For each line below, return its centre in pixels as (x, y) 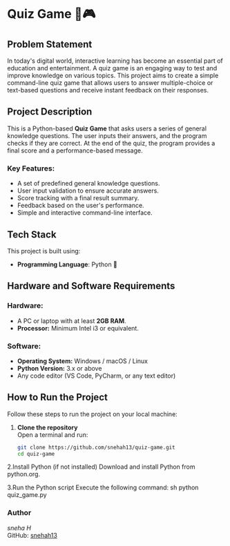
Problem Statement (50, 44)
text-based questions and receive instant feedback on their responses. (108, 90)
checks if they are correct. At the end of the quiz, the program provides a (111, 143)
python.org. (23, 474)
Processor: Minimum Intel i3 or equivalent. (78, 328)
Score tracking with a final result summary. (78, 198)
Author (19, 513)
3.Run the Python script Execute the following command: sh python (103, 487)
